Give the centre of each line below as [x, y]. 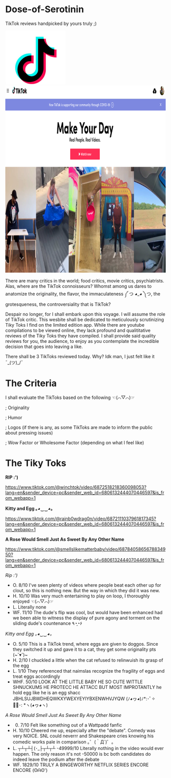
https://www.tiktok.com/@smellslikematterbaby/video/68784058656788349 [85, 549]
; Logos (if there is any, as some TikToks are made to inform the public [79, 427]
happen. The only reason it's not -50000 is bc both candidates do [82, 754]
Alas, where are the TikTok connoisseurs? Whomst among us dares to [78, 286]
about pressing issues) [29, 433]
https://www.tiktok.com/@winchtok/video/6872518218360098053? [76, 487]
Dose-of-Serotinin [45, 9]
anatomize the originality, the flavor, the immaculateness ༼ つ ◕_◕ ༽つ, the [83, 294]
